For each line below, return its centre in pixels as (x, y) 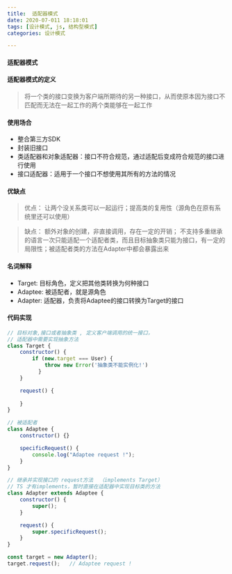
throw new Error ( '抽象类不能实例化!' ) (96, 365)
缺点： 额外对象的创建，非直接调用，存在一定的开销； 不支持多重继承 (123, 231)
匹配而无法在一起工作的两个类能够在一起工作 (88, 105)
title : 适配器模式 (33, 14)
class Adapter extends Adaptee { (56, 493)
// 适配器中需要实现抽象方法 (43, 339)
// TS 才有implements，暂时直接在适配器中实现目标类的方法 (84, 487)
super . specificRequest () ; (70, 532)
